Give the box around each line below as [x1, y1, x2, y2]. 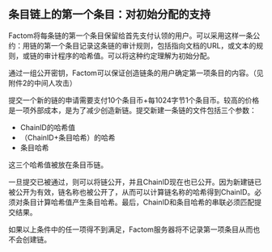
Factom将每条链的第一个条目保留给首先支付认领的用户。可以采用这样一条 [8, 31, 253, 40]
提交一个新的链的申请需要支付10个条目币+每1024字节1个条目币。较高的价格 [8, 95, 260, 105]
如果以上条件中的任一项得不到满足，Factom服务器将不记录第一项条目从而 [8, 225, 253, 234]
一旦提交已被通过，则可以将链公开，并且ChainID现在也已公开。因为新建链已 [8, 177, 261, 187]
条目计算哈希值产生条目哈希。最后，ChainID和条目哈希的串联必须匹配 [22, 197, 255, 207]
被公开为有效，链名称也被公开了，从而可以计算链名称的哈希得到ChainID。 [8, 187, 255, 196]
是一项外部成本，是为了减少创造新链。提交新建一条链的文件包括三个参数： [8, 105, 257, 115]
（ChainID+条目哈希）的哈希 [19, 132, 116, 142]
